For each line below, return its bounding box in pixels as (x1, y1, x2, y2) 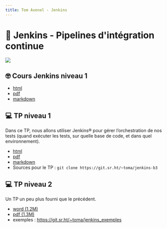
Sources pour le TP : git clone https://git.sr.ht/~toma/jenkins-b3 (12, 164, 158, 171)
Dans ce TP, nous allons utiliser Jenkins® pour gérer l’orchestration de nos (5, 128, 162, 134)
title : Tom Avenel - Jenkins (5, 7, 67, 13)
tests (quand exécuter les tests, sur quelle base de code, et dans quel (5, 133, 152, 139)
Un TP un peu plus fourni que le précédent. (5, 196, 97, 202)
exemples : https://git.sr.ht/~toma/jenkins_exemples (12, 217, 122, 222)
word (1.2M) (12, 206, 38, 212)
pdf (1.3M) (12, 211, 35, 217)
